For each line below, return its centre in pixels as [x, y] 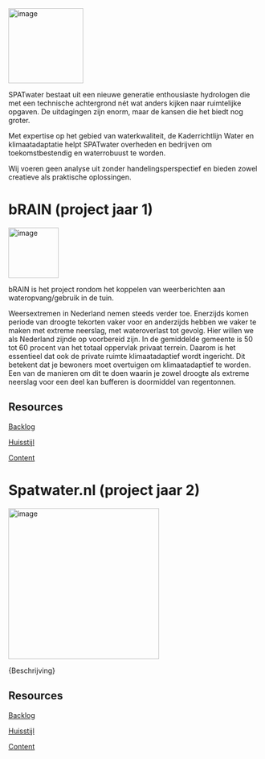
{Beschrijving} [32, 670]
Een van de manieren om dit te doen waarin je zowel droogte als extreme [129, 373]
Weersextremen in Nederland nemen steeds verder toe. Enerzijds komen [128, 313]
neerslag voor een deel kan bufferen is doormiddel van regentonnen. [122, 382]
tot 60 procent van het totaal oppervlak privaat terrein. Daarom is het [122, 347]
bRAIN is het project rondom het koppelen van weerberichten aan [117, 289]
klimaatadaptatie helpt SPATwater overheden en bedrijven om [110, 144]
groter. [19, 120]
